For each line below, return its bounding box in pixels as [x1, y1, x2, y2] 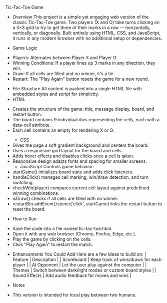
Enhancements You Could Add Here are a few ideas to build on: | [12, 251, 146, 257]
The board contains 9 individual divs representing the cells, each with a [12, 117, 160, 122]
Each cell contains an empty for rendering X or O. [12, 127, 114, 133]
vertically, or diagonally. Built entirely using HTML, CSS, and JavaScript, [12, 30, 161, 36]
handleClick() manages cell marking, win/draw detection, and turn [12, 174, 149, 180]
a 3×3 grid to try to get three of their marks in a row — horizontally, [12, 25, 151, 31]
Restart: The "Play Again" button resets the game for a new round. [12, 76, 149, 82]
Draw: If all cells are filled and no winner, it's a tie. [12, 71, 115, 77]
